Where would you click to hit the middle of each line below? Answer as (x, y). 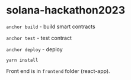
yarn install (22, 60)
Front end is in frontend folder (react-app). (58, 71)
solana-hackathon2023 (66, 10)
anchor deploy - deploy (35, 49)
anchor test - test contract (39, 38)
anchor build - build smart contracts (51, 26)
